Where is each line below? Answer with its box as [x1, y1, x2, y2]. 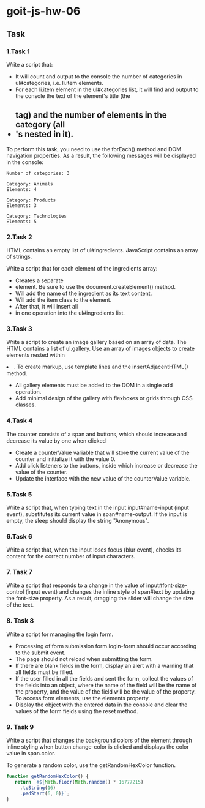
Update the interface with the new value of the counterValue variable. [15, 474, 191, 482]
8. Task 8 [6, 616, 34, 625]
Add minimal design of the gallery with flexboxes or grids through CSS [15, 395, 193, 402]
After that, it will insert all [15, 302, 78, 310]
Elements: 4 [6, 186, 37, 192]
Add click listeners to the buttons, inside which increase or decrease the [15, 462, 198, 469]
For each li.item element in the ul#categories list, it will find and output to [15, 86, 199, 93]
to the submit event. [15, 649, 66, 656]
